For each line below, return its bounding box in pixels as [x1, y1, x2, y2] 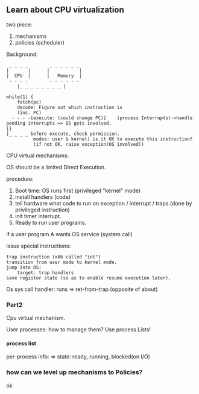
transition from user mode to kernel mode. [6, 259, 118, 265]
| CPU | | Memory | [6, 72, 83, 79]
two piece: [6, 20, 33, 28]
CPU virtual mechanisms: [6, 152, 69, 159]
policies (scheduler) [14, 39, 65, 46]
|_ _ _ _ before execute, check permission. [6, 131, 120, 137]
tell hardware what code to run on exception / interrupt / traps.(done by [14, 199, 192, 207]
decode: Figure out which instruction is [17, 104, 122, 110]
